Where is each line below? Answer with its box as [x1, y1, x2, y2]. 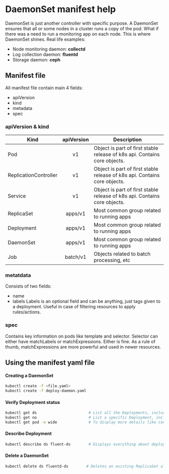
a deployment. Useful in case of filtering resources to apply [12, 304, 136, 310]
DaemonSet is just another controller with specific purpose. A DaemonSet [5, 20, 158, 26]
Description [113, 136, 142, 143]
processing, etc [94, 257, 131, 264]
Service [8, 192, 26, 199]
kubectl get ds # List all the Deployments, [5, 411, 150, 416]
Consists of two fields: [5, 283, 52, 289]
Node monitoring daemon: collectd [12, 46, 86, 52]
